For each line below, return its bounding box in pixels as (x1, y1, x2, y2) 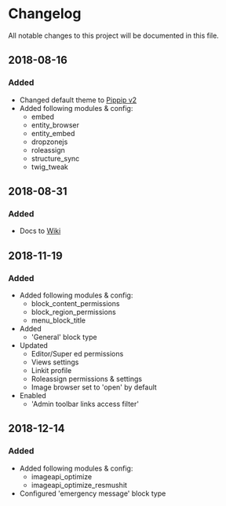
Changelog (8, 5, 82, 23)
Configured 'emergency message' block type (19, 489, 166, 498)
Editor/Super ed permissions (31, 349, 124, 358)
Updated (19, 341, 49, 350)
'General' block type (31, 332, 97, 342)
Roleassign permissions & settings (31, 375, 143, 383)
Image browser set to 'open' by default (31, 382, 157, 392)
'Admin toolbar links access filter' (31, 399, 140, 408)
